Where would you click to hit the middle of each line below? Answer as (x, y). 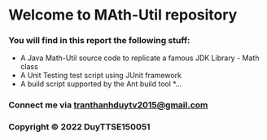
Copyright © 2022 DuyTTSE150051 (79, 127)
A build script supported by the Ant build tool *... (101, 84)
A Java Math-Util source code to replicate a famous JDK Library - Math (140, 58)
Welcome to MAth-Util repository (123, 15)
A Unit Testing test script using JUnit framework (101, 76)
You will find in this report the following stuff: (99, 41)
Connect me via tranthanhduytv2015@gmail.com (108, 105)
